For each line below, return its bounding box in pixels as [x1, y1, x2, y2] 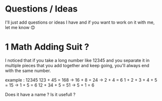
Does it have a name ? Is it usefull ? [5, 91, 76, 97]
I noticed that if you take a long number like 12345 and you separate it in [5, 57, 150, 63]
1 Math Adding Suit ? [5, 42, 90, 53]
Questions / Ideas [5, 3, 78, 14]
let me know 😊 [5, 24, 36, 30]
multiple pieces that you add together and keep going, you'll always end [5, 62, 149, 68]
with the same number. [5, 68, 51, 73]
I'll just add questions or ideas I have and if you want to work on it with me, [5, 19, 155, 25]
